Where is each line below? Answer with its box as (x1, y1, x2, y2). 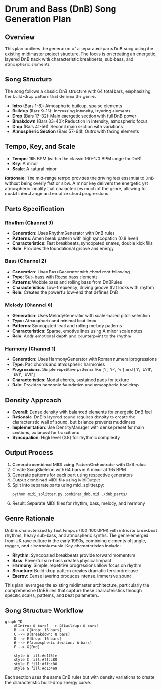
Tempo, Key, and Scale (5, 143, 76, 151)
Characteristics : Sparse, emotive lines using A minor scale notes (12, 328, 143, 334)
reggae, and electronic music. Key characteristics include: (5, 543, 121, 548)
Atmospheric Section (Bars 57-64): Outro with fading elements (12, 128, 139, 134)
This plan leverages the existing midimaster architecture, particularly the (5, 582, 149, 588)
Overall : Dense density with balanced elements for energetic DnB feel (12, 409, 152, 415)
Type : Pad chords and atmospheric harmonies (12, 361, 105, 367)
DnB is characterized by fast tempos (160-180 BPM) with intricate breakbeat (5, 527, 157, 533)
